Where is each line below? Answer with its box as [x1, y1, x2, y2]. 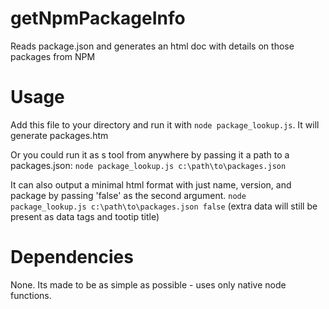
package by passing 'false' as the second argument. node [10, 189, 247, 201]
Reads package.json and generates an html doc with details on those [10, 40, 295, 52]
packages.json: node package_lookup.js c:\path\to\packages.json [10, 159, 287, 171]
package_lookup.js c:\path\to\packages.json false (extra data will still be [10, 200, 318, 212]
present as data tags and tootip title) [10, 210, 160, 222]
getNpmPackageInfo [10, 7, 186, 30]
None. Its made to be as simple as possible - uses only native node [10, 278, 287, 291]
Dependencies [10, 246, 134, 269]
